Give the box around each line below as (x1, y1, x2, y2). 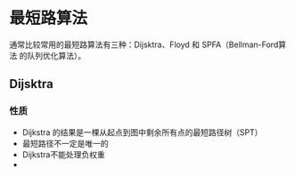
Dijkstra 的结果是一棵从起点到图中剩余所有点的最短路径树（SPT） (21, 126, 263, 138)
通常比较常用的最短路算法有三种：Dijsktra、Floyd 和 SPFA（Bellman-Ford (9, 39, 279, 50)
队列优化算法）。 (26, 50, 86, 60)
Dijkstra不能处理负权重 (21, 148, 105, 160)
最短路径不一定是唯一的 (21, 138, 109, 148)
